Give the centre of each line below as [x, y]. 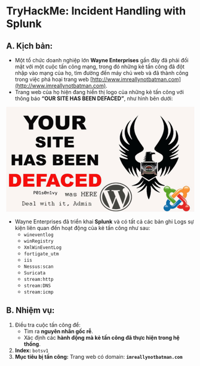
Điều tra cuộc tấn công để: [47, 325]
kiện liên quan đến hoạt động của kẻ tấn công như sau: [82, 228]
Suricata [35, 273]
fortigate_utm [41, 254]
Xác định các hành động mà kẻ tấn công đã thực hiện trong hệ [102, 337]
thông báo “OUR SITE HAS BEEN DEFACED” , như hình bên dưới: [94, 98]
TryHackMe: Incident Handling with [96, 11]
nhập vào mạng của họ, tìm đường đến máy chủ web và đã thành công [101, 73]
